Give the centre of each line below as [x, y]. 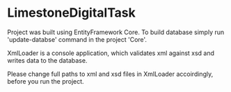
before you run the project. [46, 81]
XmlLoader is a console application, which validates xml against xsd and [111, 53]
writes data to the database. [47, 60]
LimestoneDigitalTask [71, 13]
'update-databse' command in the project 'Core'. [77, 39]
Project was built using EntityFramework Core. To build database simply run [116, 32]
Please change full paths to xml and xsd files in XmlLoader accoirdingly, [110, 74]
